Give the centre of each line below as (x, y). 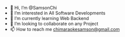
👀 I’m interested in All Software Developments (58, 13)
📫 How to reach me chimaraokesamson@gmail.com (65, 29)
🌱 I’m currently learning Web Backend (49, 18)
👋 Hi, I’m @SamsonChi (33, 8)
